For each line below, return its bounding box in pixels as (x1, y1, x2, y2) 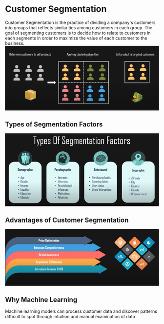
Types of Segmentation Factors (5, 120, 103, 128)
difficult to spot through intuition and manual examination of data (5, 314, 135, 320)
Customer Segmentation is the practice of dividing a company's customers (5, 20, 156, 25)
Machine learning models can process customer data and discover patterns (5, 308, 158, 314)
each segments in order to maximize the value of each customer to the (5, 35, 147, 41)
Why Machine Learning (5, 295, 78, 304)
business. (5, 40, 24, 46)
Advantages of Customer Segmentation (5, 216, 129, 224)
